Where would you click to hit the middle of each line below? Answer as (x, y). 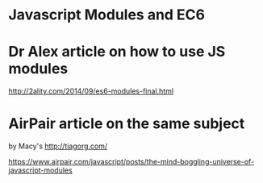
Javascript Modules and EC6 (107, 15)
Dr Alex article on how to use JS (117, 52)
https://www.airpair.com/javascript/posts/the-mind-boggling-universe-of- (131, 162)
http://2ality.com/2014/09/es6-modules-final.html (91, 91)
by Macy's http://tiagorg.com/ (58, 146)
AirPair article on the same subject (127, 124)
